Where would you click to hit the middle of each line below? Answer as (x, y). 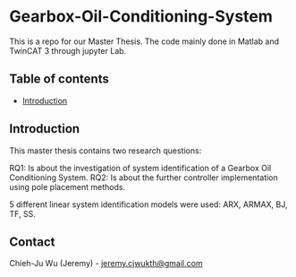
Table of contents (59, 79)
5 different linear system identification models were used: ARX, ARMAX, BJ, (148, 204)
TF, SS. (22, 213)
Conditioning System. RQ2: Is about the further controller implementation (144, 177)
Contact (32, 242)
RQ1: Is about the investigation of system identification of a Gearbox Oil (140, 168)
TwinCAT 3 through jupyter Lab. (68, 50)
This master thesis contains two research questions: (106, 151)
